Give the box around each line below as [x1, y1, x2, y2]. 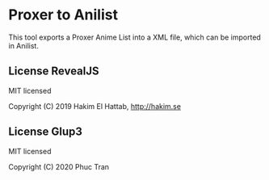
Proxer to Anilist [8, 6, 119, 24]
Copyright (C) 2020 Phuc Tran [8, 161, 110, 171]
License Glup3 [8, 125, 83, 139]
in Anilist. [8, 40, 39, 50]
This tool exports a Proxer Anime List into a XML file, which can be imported [8, 32, 261, 42]
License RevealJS [8, 65, 99, 78]
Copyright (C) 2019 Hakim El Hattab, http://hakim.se [8, 101, 182, 111]
